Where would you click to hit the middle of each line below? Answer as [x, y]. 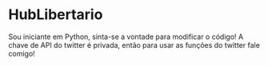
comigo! [22, 53]
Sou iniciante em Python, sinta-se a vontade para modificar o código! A [126, 37]
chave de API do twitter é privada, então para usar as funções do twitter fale [134, 45]
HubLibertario [56, 15]
